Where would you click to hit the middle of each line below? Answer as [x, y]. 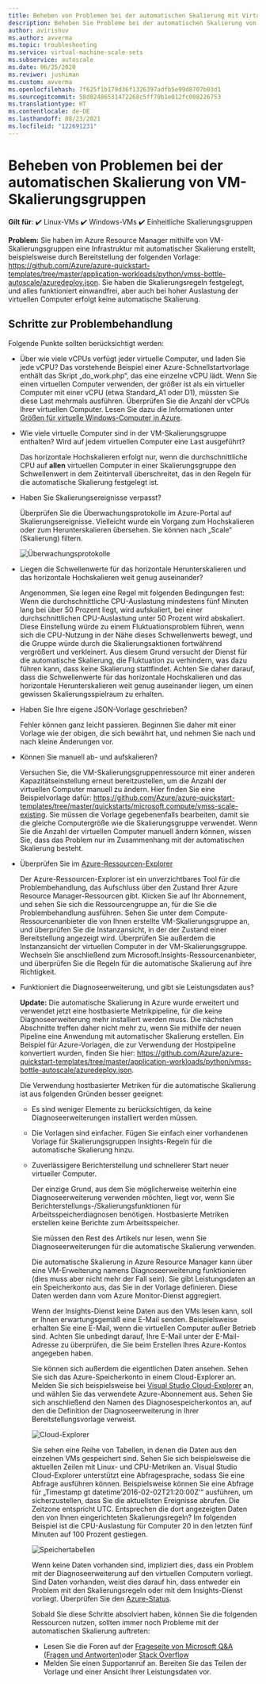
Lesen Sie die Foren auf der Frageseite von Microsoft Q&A [138, 1646]
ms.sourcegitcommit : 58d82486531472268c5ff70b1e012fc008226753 [115, 97]
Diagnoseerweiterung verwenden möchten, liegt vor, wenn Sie [133, 1197]
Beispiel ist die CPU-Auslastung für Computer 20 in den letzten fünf [142, 1525]
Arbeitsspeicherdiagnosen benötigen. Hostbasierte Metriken [130, 1214]
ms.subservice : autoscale [51, 60]
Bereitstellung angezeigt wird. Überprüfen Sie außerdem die [118, 938]
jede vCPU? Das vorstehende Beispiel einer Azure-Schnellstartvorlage [134, 367]
